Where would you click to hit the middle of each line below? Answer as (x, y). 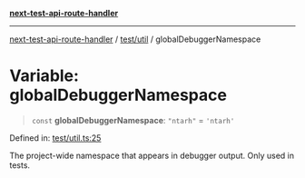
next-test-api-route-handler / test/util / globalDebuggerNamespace (135, 39)
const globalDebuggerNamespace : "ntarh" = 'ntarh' (133, 120)
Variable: (44, 76)
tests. (20, 165)
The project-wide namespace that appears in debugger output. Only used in (152, 155)
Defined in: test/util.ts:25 (55, 138)
